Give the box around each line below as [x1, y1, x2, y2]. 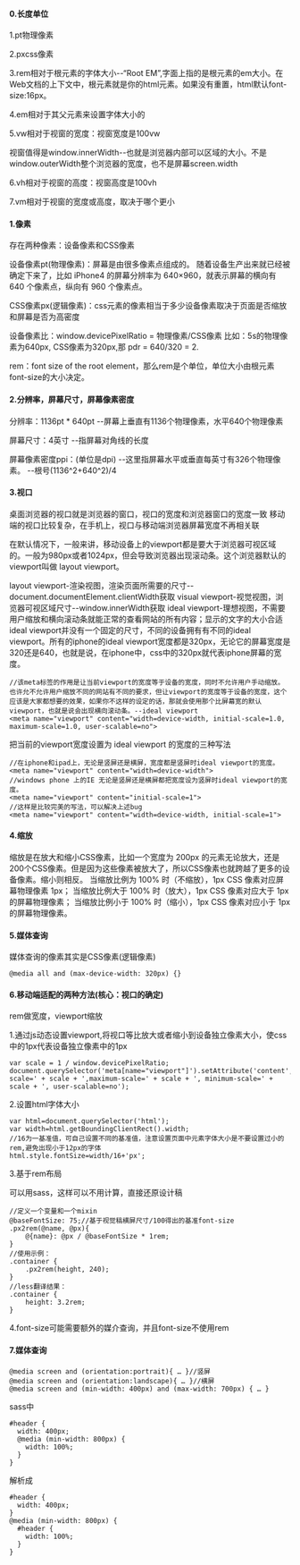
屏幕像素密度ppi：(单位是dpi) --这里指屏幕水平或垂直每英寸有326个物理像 [9, 453, 281, 464]
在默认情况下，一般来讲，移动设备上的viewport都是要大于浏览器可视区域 [9, 538, 277, 549]
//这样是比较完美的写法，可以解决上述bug [9, 802, 143, 811]
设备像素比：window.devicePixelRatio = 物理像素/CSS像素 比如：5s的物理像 [9, 331, 288, 342]
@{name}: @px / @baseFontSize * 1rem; [25, 1232, 170, 1241]
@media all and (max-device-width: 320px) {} [9, 969, 181, 978]
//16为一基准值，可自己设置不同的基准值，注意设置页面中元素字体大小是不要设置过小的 [9, 1134, 285, 1144]
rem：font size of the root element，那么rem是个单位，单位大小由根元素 [9, 360, 275, 371]
